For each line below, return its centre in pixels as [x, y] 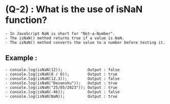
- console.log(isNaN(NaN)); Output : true [61, 96]
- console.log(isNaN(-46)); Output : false [63, 92]
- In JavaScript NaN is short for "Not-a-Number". [60, 33]
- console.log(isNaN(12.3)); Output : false [63, 79]
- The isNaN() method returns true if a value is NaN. [65, 38]
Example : [21, 58]
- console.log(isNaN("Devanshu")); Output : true [61, 83]
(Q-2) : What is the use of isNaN [74, 9]
